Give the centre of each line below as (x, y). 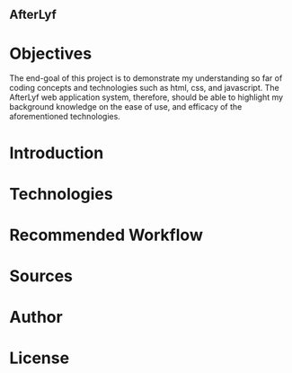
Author (36, 317)
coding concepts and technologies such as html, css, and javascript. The (145, 88)
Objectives (51, 53)
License (40, 358)
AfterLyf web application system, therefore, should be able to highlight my (146, 97)
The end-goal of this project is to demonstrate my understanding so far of (146, 78)
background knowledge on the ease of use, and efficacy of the (126, 107)
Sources (41, 276)
